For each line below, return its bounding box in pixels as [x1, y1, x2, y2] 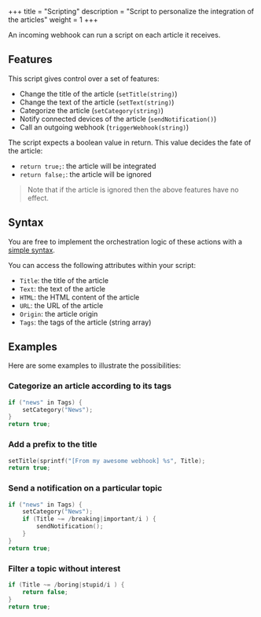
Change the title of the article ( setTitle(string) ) [19, 89, 178, 98]
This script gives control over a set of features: [8, 74, 160, 83]
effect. [27, 193, 50, 203]
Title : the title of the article [19, 275, 108, 285]
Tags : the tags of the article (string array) [19, 318, 152, 327]
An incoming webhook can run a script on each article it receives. [8, 31, 221, 39]
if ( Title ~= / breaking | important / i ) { [22, 515, 156, 523]
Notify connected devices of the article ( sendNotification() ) [19, 114, 217, 123]
